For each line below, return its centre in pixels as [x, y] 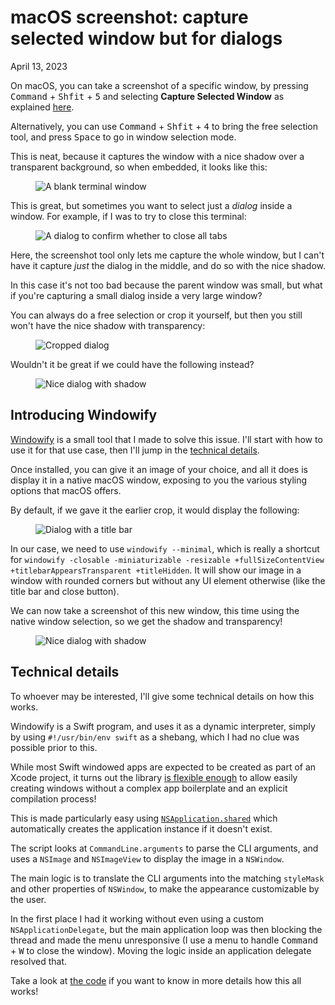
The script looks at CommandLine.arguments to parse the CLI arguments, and [164, 848]
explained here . [42, 107]
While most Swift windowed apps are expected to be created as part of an [163, 767]
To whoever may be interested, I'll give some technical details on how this [162, 696]
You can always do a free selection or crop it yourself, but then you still [156, 315]
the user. [28, 899]
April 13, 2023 [39, 66]
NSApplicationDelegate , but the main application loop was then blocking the [166, 929]
